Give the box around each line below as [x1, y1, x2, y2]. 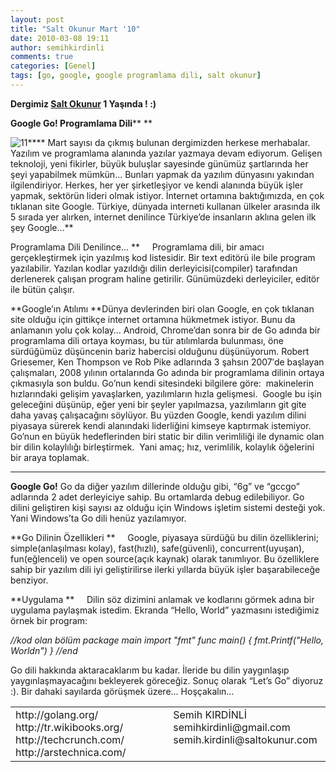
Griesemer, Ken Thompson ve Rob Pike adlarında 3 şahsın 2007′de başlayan [10, 356, 325, 368]
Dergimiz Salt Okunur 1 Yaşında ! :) [10, 97, 157, 110]
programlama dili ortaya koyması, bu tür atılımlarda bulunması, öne [10, 334, 284, 346]
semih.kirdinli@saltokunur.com [173, 732, 318, 746]
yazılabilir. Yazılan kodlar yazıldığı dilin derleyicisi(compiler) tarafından [10, 262, 298, 274]
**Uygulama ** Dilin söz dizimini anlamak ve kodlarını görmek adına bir [10, 593, 315, 605]
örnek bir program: [10, 614, 88, 626]
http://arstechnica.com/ [15, 745, 127, 759]
